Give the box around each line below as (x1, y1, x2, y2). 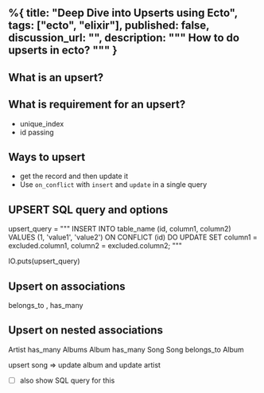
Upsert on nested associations (8, 324, 163, 337)
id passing (19, 127, 54, 137)
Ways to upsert (8, 150, 86, 164)
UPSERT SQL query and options (8, 203, 169, 216)
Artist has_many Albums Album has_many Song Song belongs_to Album (8, 344, 244, 354)
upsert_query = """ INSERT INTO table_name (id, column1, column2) (8, 224, 232, 234)
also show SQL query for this (19, 375, 115, 385)
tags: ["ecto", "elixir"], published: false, (8, 19, 210, 33)
